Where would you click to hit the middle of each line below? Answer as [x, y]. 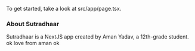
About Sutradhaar [33, 24]
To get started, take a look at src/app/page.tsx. [64, 9]
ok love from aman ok [33, 43]
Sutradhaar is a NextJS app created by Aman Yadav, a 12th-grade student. [97, 37]
